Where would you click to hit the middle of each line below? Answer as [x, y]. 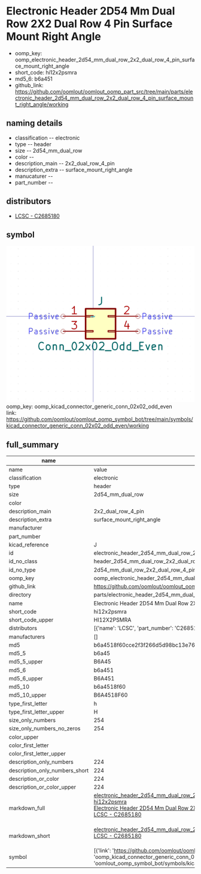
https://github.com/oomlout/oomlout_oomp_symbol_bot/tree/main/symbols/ [100, 420]
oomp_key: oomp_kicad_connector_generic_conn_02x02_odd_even [89, 406]
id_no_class [23, 561]
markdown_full [27, 808]
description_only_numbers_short [48, 770]
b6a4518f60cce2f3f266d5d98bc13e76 [144, 645]
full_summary [33, 445]
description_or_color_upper [42, 787]
